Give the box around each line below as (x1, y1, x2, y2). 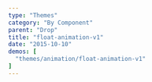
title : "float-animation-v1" (8, 33, 104, 41)
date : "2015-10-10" (8, 41, 72, 48)
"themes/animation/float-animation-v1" (15, 55, 146, 63)
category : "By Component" (8, 19, 93, 27)
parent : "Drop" (8, 26, 58, 34)
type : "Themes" (8, 11, 58, 20)
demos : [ (8, 48, 37, 55)
